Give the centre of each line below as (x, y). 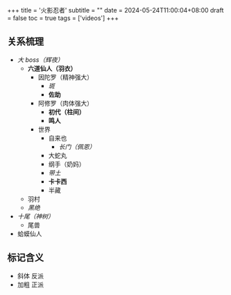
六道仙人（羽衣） (52, 68)
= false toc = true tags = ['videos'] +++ (63, 18)
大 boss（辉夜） (40, 59)
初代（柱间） (67, 112)
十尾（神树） (35, 216)
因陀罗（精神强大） (66, 77)
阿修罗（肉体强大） (66, 103)
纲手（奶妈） (67, 164)
